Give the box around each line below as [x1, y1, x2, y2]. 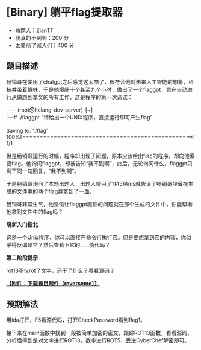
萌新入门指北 [6, 221, 38, 228]
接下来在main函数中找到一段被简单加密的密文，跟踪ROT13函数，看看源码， [6, 329, 193, 336]
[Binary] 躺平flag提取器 [6, 5, 123, 19]
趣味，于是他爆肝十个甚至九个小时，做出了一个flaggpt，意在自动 [26, 86, 188, 93]
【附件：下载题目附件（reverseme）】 [6, 279, 100, 287]
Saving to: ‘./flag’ [6, 127, 48, 134]
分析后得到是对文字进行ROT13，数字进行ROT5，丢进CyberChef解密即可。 [6, 336, 190, 344]
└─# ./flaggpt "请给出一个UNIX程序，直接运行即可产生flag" [6, 113, 153, 121]
